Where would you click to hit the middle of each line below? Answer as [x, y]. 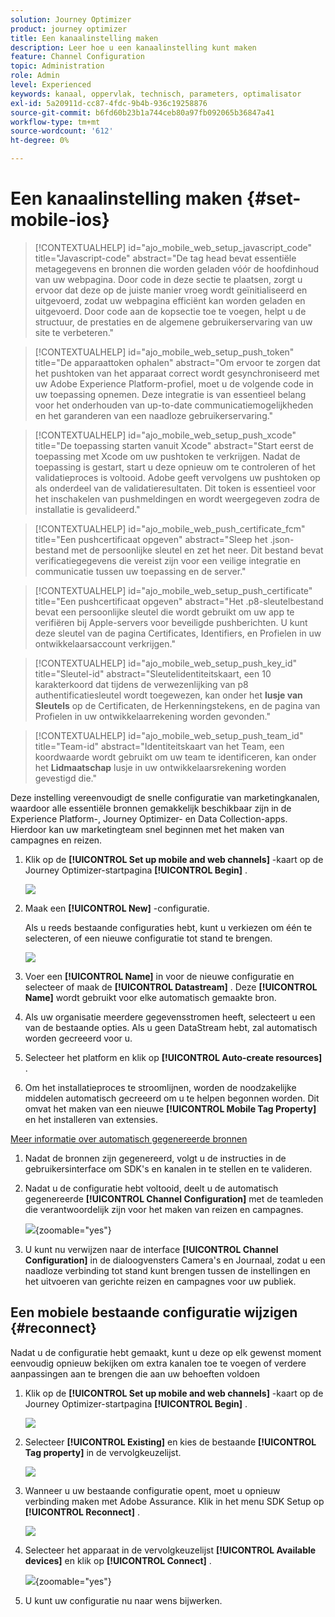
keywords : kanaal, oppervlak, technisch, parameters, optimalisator [156, 94]
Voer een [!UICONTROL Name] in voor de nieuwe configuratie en [159, 976]
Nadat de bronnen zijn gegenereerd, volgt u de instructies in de [155, 1158]
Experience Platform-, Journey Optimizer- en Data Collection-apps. [149, 818]
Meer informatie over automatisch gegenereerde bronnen [129, 1138]
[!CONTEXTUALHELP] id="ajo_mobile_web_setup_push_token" [164, 352]
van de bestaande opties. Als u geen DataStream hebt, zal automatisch [171, 1027]
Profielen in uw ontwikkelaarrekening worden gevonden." [152, 716]
